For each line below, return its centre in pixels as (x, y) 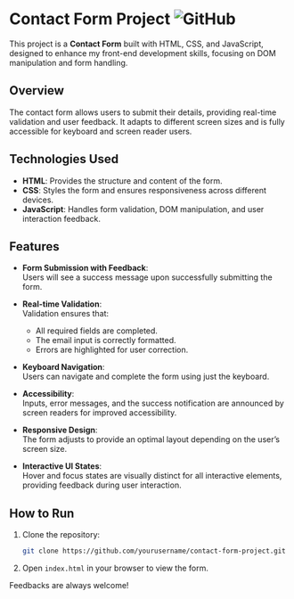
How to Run (42, 513)
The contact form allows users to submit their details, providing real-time (143, 112)
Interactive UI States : (62, 466)
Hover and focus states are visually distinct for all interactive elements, (152, 476)
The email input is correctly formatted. (106, 341)
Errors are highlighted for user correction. (112, 350)
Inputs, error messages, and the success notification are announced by (153, 403)
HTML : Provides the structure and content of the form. (122, 181)
